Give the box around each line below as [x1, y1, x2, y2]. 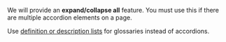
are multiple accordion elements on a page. [7, 13, 132, 22]
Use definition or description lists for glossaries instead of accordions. [7, 27, 210, 35]
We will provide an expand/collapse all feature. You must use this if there [7, 6, 219, 14]
